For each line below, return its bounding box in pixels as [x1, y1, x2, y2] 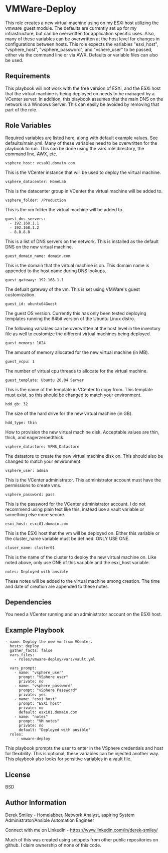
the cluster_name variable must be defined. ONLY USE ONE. [5, 535, 130, 541]
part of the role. [5, 106, 38, 112]
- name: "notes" [14, 714, 49, 719]
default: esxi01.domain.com [18, 710, 78, 715]
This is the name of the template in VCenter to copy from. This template [5, 386, 153, 392]
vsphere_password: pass [5, 492, 55, 497]
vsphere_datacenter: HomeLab [5, 179, 66, 184]
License [5, 770, 31, 779]
